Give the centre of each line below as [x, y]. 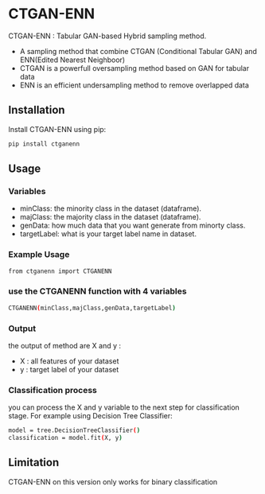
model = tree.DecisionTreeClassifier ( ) [74, 430]
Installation [37, 110]
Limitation [34, 463]
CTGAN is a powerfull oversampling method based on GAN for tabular [134, 68]
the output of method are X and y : [65, 345]
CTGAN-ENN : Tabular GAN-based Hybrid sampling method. [107, 36]
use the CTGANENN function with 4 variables [97, 291]
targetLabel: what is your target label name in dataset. [108, 234]
